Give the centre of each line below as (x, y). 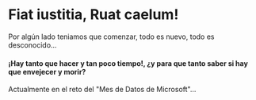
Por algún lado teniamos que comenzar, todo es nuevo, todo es (111, 37)
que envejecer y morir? (47, 71)
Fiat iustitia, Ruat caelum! (94, 15)
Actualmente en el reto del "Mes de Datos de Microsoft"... (102, 90)
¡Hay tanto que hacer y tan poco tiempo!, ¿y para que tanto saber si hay (128, 63)
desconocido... (32, 44)
